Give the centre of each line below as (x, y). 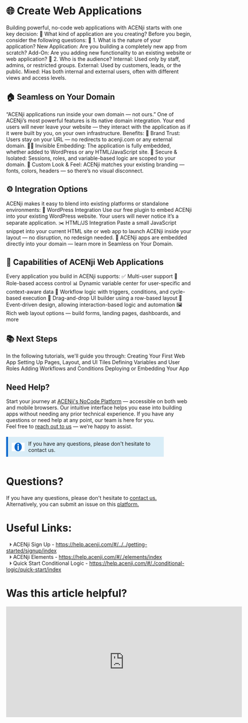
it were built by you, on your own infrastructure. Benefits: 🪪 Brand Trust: (93, 133)
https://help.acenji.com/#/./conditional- (137, 563)
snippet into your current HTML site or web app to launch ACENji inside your (99, 231)
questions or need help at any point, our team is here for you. (80, 420)
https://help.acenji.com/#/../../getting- (101, 544)
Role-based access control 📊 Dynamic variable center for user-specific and (98, 283)
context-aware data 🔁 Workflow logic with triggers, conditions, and (87, 292)
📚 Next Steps (32, 338)
